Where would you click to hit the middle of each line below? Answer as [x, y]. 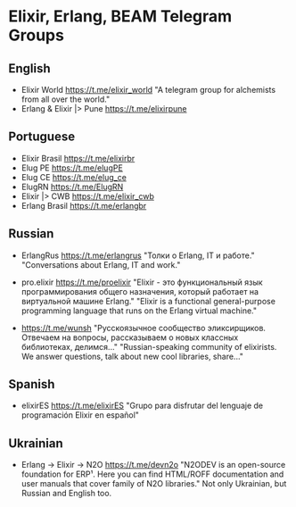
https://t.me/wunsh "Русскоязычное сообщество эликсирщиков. [144, 328]
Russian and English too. [66, 494]
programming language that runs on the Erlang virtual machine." [139, 311]
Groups [36, 35]
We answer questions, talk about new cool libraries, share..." [132, 356]
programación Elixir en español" [80, 415]
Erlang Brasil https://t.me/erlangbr [84, 205]
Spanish [32, 384]
